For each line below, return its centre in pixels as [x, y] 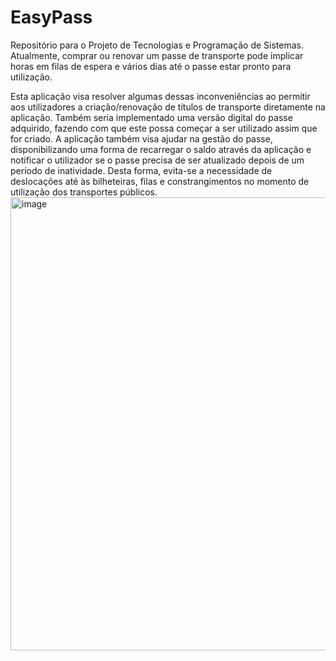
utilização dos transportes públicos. [84, 192]
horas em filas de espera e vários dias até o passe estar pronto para [151, 66]
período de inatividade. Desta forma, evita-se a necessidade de [141, 170]
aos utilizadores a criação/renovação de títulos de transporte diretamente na [168, 107]
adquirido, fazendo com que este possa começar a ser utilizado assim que [164, 128]
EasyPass [51, 17]
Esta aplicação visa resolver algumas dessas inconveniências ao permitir [160, 96]
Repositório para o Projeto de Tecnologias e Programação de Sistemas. [157, 45]
